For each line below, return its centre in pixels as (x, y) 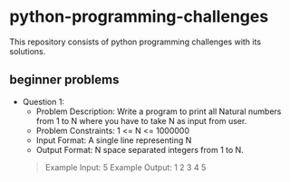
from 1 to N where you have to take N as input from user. (141, 120)
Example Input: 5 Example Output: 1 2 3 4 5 (126, 167)
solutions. (28, 51)
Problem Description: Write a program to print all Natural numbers (159, 111)
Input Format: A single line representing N (114, 140)
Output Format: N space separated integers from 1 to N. (140, 149)
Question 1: (43, 101)
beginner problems (64, 80)
